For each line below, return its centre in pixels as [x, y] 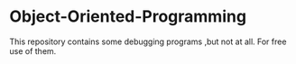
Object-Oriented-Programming [128, 17]
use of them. [33, 50]
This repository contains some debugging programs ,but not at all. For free [148, 41]
